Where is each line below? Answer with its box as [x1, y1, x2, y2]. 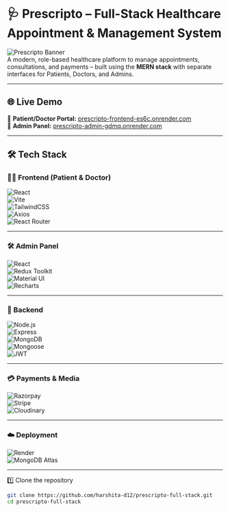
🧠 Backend [7, 305, 43, 315]
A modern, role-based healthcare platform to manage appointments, [7, 55, 200, 63]
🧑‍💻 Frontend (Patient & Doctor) [7, 173, 112, 182]
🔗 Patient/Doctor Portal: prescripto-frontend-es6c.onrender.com [7, 114, 192, 123]
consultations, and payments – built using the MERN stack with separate [7, 62, 212, 71]
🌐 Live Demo [7, 96, 63, 108]
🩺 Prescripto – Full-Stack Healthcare [7, 6, 221, 22]
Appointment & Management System [7, 25, 222, 41]
